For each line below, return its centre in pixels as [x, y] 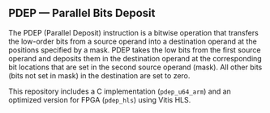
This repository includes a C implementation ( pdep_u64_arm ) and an [120, 91]
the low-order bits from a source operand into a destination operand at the [133, 41]
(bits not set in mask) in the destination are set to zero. [99, 75]
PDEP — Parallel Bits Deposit [82, 13]
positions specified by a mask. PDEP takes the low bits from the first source [135, 50]
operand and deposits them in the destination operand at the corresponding [135, 58]
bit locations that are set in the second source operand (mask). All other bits [135, 67]
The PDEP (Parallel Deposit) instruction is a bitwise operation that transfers [134, 32]
